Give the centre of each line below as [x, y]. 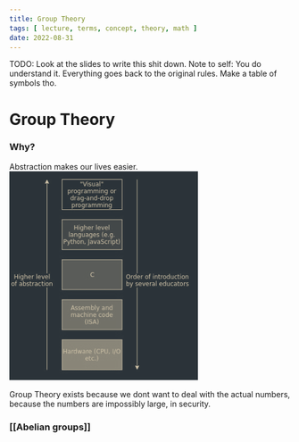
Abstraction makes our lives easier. [74, 166]
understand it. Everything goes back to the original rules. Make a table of [143, 74]
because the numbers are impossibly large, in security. [110, 404]
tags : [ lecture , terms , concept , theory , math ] [104, 28]
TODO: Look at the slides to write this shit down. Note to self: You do [135, 64]
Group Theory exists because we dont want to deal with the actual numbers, [150, 394]
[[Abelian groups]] [50, 427]
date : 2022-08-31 [42, 38]
